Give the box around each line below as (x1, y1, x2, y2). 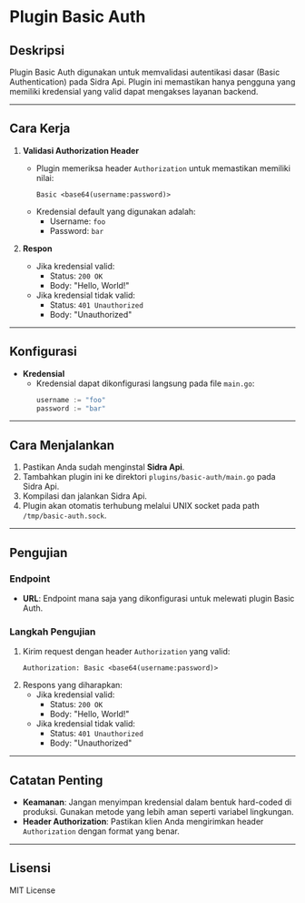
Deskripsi (9, 43, 65, 58)
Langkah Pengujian (9, 625, 96, 638)
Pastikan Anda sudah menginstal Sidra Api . (22, 462, 185, 472)
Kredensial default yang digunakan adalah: (35, 206, 197, 217)
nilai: (35, 172, 54, 183)
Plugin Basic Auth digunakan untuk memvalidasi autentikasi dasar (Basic (9, 66, 280, 77)
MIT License (9, 885, 56, 896)
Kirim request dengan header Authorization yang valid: (22, 646, 231, 657)
